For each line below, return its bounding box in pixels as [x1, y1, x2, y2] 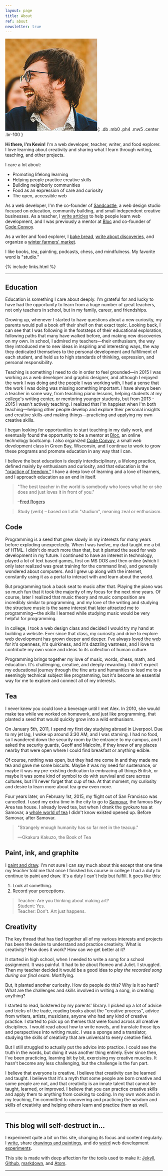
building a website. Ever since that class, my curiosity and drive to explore [5, 630, 158, 636]
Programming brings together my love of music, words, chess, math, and [5, 656, 155, 662]
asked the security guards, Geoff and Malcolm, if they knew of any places [5, 742, 157, 748]
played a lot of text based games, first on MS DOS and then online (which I [5, 557, 159, 563]
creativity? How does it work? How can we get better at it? [5, 947, 125, 953]
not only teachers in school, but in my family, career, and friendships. [5, 307, 147, 313]
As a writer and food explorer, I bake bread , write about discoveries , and [5, 233, 154, 240]
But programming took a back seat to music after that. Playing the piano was [5, 583, 163, 590]
